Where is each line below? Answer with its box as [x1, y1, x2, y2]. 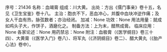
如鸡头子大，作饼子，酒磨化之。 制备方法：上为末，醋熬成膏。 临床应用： [5, 23, 156, 29]
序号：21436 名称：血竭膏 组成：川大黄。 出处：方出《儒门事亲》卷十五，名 [5, 4, 162, 10]
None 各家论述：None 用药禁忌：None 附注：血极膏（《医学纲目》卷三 [5, 29, 149, 35]
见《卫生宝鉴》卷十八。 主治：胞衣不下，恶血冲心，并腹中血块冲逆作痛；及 [5, 10, 160, 16]
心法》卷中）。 [5, 42, 34, 47]
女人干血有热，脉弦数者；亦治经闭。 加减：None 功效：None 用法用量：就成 [5, 17, 162, 22]
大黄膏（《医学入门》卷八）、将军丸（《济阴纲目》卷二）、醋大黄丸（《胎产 [15, 35, 163, 41]
